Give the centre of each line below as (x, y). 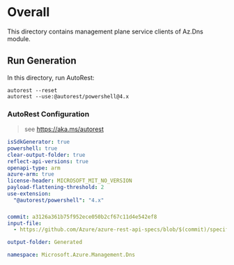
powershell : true (32, 148)
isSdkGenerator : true (39, 142)
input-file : (24, 223)
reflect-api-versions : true (48, 161)
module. (19, 38)
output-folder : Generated (45, 242)
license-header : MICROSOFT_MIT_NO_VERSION (70, 181)
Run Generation (42, 61)
